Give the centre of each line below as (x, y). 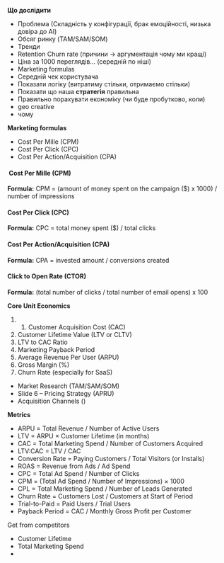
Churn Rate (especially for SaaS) (65, 372)
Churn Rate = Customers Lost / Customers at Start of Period (105, 496)
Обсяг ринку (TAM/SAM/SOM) (63, 39)
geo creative (36, 107)
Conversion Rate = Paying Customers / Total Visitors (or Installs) (111, 458)
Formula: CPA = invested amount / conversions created (88, 260)
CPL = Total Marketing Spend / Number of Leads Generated (105, 489)
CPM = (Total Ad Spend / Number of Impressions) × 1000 (101, 481)
